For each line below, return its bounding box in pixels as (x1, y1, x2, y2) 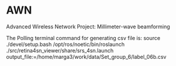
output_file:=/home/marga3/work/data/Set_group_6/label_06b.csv (6, 53, 167, 60)
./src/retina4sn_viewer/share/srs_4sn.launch (6, 47, 114, 54)
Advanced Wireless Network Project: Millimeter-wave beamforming (6, 23, 170, 30)
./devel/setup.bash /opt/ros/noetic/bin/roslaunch (6, 41, 125, 48)
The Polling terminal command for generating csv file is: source (6, 34, 161, 41)
